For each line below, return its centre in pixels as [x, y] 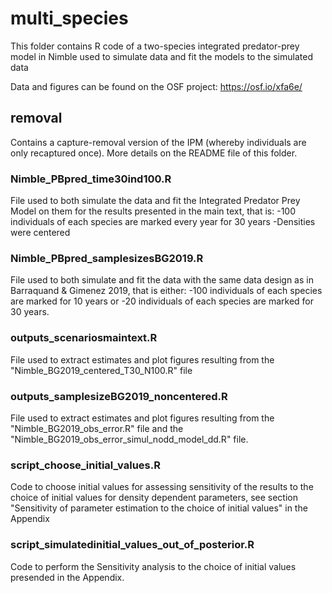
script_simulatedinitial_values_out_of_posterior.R [132, 545]
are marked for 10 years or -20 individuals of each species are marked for [162, 301]
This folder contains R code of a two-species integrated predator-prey [155, 46]
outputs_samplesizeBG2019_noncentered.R [119, 396]
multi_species [69, 18]
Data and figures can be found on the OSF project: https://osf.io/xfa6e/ [156, 86]
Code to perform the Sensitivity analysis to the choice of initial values [153, 566]
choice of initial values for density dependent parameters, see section [154, 498]
